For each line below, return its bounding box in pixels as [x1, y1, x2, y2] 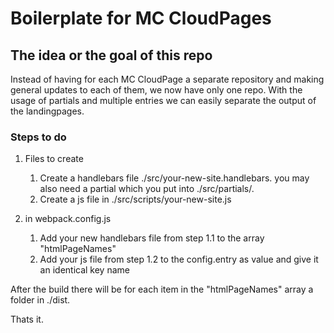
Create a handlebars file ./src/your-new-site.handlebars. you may [39, 172, 310, 184]
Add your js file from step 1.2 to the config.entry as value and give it [39, 253, 319, 266]
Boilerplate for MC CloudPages [10, 7, 272, 30]
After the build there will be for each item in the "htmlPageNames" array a [10, 283, 314, 296]
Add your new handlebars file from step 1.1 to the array [39, 232, 265, 244]
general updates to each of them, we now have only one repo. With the [10, 84, 303, 96]
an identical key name [39, 264, 130, 276]
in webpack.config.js [24, 213, 112, 225]
